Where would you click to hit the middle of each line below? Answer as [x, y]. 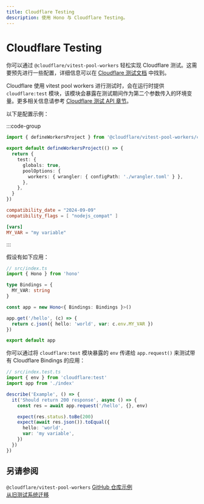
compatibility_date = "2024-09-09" [51, 211]
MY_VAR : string [31, 291]
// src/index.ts [27, 268]
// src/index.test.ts [34, 372]
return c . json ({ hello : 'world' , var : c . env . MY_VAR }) [83, 324]
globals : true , [42, 165]
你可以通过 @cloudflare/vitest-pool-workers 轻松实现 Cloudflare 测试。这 [99, 65]
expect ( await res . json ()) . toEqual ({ [64, 422]
